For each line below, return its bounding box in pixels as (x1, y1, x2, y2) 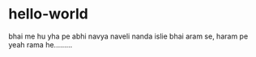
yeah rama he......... (8, 39, 73, 49)
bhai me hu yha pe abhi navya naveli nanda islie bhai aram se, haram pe (8, 31, 249, 41)
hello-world (8, 5, 89, 23)
